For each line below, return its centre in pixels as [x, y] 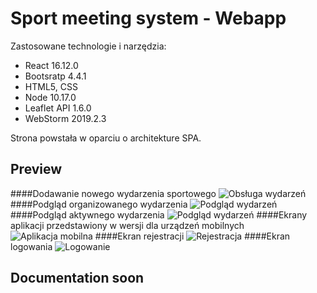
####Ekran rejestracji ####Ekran [192, 236]
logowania [31, 246]
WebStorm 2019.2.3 [65, 118]
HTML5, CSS [51, 86]
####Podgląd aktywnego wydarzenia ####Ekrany [159, 214]
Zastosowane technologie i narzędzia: [88, 46]
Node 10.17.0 [50, 97]
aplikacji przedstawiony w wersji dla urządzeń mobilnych [127, 225]
